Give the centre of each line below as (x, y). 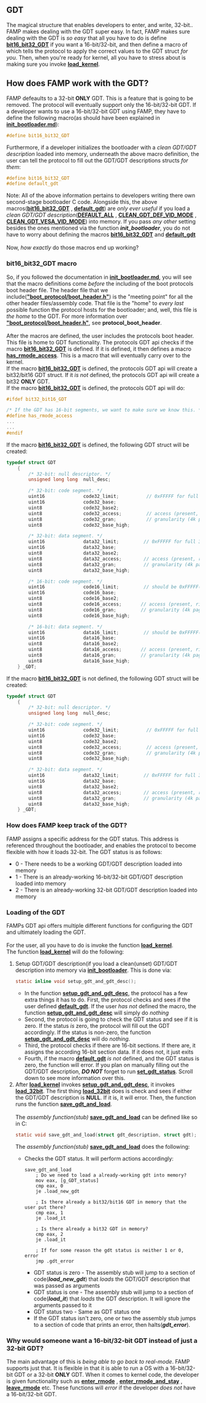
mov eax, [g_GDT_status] (67, 1180)
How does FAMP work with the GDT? (78, 83)
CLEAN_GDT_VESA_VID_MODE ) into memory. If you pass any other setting (101, 222)
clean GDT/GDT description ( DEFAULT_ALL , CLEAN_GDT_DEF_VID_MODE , (101, 215)
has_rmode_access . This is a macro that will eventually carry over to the (98, 355)
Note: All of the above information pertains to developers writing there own (101, 195)
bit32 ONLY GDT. (28, 381)
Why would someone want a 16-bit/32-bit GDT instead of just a (102, 1340)
